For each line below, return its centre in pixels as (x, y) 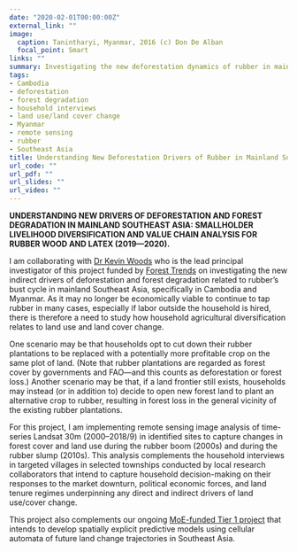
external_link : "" (43, 26)
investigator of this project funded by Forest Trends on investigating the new (148, 270)
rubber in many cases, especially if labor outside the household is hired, (140, 308)
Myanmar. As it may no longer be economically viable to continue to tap (140, 299)
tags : (19, 75)
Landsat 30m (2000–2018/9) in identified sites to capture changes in (158, 436)
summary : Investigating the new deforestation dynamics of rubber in (140, 67)
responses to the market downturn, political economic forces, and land (138, 483)
